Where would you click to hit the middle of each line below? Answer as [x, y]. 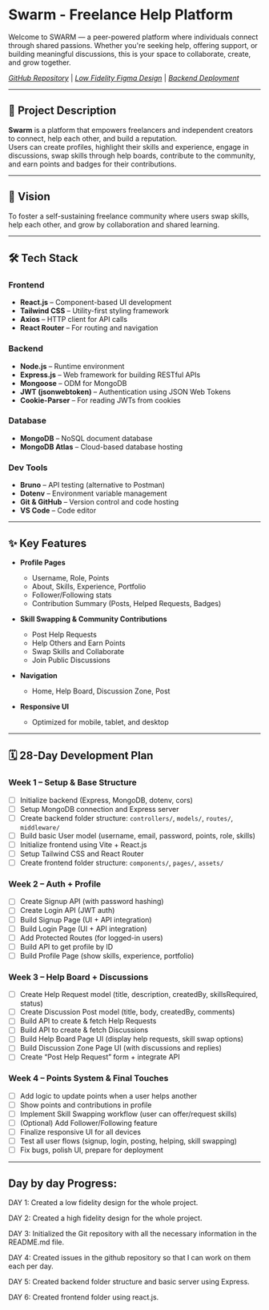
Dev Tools [28, 468]
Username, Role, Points [70, 577]
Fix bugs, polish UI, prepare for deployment [92, 1150]
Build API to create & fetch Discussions [84, 1030]
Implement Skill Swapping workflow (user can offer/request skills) [128, 1114]
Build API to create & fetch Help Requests [88, 1021]
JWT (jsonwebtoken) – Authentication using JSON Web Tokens [125, 392]
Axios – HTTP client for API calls [74, 319]
